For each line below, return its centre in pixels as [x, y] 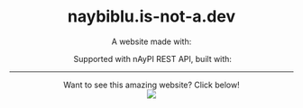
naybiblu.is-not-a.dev [151, 17]
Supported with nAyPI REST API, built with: [153, 58]
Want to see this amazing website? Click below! [151, 85]
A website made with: [151, 41]
